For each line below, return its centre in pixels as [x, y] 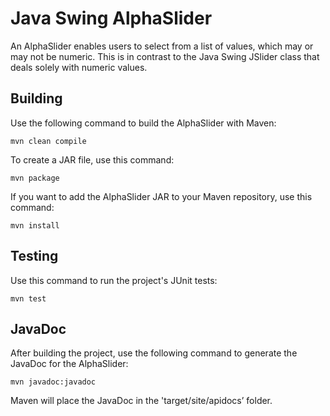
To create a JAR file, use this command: [92, 159]
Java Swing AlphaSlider [111, 18]
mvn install [35, 225]
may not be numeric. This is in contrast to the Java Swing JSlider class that [165, 56]
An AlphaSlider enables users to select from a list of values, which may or [162, 46]
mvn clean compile [48, 141]
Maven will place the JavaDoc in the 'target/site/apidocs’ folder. [141, 401]
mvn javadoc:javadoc [53, 382]
